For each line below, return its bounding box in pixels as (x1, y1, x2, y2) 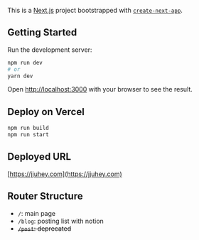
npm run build (7, 124, 50, 132)
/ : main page (17, 209, 55, 217)
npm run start (7, 131, 50, 138)
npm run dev (7, 59, 43, 66)
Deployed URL (7, 151, 72, 163)
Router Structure (7, 190, 83, 202)
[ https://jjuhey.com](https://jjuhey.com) (7, 170, 122, 178)
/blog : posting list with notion (17, 217, 104, 225)
